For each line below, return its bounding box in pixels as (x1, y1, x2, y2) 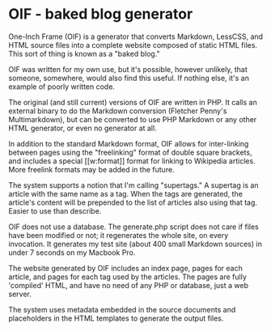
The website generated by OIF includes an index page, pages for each (8, 263, 243, 273)
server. (8, 289, 32, 299)
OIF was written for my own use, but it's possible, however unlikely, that (8, 64, 248, 74)
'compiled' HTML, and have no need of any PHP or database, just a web (8, 280, 249, 290)
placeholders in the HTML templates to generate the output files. (8, 313, 224, 323)
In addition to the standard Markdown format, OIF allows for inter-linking (8, 138, 249, 148)
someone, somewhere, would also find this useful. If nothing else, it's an (8, 73, 249, 83)
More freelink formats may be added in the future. (8, 164, 176, 174)
